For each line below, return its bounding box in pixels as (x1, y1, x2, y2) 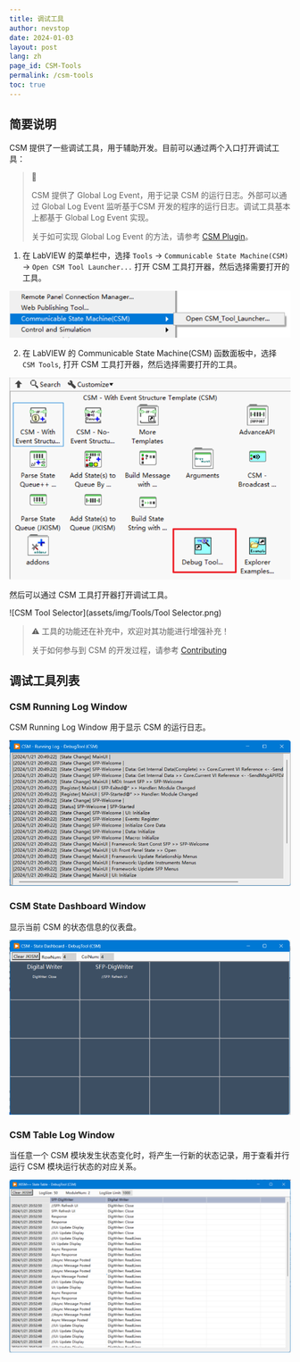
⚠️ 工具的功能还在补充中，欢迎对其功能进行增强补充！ (30, 625, 230, 636)
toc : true (9, 80, 46, 89)
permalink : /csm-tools (9, 71, 94, 80)
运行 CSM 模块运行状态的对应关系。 (9, 1161, 141, 1172)
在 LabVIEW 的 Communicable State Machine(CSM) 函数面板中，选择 (21, 348, 277, 359)
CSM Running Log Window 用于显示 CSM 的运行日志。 (9, 722, 211, 732)
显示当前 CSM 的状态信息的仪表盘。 (9, 921, 141, 932)
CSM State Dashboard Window (9, 900, 146, 913)
